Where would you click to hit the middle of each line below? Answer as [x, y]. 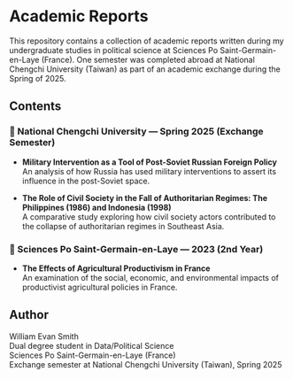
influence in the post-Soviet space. [86, 181]
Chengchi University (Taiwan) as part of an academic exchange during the [145, 69]
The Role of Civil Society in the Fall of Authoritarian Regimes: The [145, 197]
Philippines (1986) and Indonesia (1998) [96, 207]
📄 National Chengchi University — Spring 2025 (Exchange [136, 132]
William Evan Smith [44, 336]
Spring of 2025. [38, 78]
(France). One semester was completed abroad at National [148, 59]
